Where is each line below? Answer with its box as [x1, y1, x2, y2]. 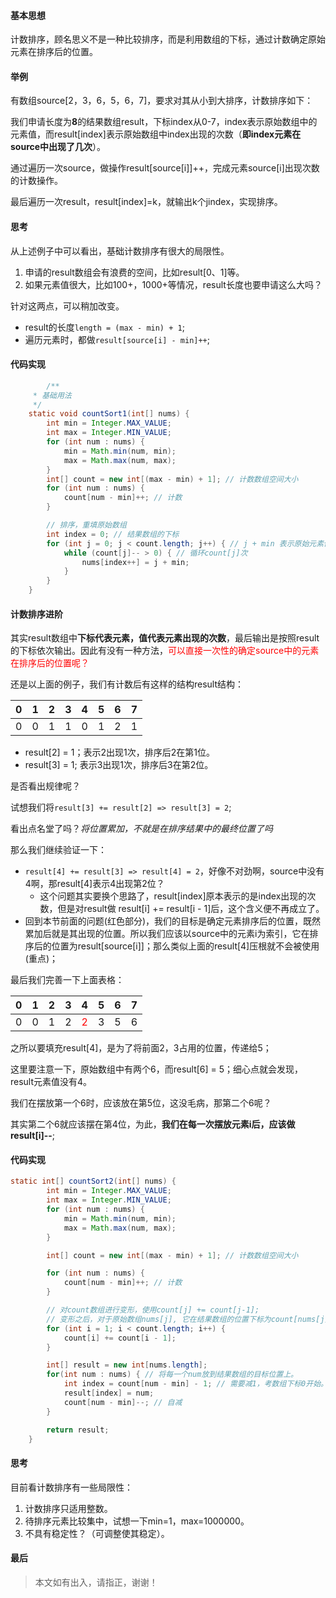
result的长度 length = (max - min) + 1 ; [24, 321, 185, 333]
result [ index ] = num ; [63, 1388, 155, 1399]
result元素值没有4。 [10, 1076, 93, 1088]
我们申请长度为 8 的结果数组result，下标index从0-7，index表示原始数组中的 [10, 116, 318, 128]
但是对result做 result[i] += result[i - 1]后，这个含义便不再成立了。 [57, 903, 325, 915]
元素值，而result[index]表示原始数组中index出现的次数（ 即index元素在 [10, 128, 302, 140]
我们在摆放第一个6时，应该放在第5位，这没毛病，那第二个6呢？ [10, 1097, 272, 1109]
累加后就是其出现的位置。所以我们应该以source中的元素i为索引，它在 [24, 928, 310, 940]
